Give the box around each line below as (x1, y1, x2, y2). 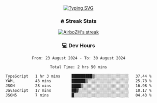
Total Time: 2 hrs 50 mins (49, 64, 108, 70)
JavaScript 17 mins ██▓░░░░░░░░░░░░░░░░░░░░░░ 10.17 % (5, 88, 152, 93)
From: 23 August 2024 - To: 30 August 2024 (32, 55, 125, 60)
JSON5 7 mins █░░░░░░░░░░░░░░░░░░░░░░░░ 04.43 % (5, 92, 152, 98)
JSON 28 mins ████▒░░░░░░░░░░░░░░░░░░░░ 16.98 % (5, 83, 152, 88)
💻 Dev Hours (62, 42, 95, 49)
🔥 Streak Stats (60, 17, 97, 24)
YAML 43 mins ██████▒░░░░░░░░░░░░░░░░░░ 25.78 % (5, 79, 152, 84)
